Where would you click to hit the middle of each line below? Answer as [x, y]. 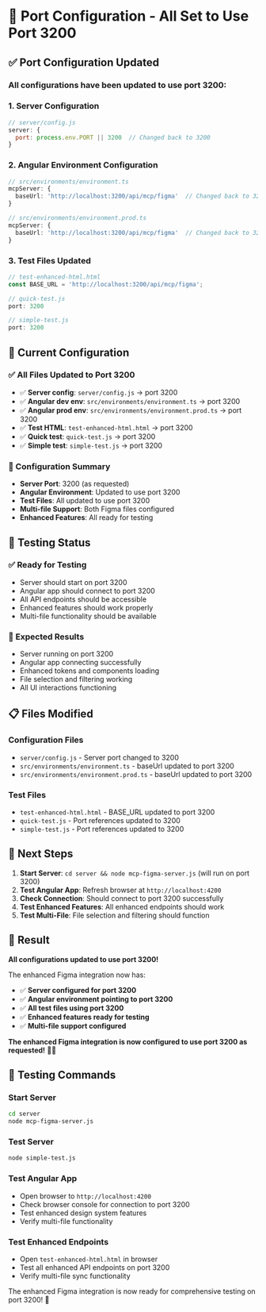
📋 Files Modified [51, 714]
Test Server [31, 1142]
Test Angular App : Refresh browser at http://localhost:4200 [120, 890]
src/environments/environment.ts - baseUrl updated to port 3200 [127, 766]
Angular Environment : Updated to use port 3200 [100, 492]
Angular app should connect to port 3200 [87, 591]
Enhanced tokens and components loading [89, 671]
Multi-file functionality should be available [88, 616]
